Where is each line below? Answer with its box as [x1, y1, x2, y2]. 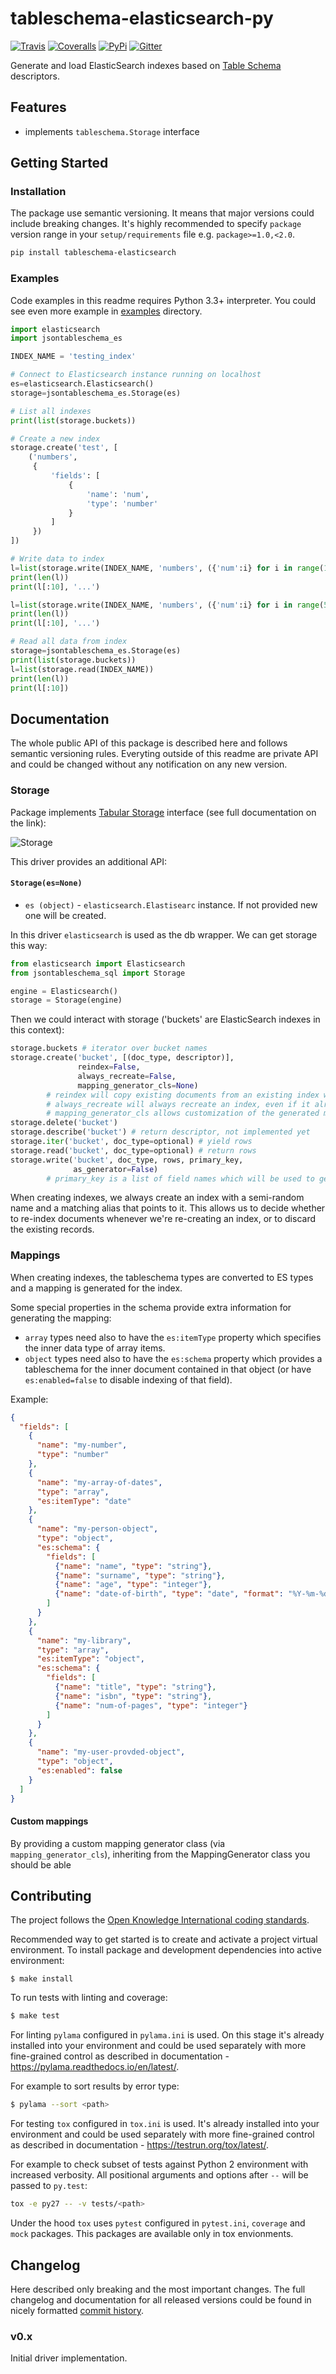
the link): [10, 817, 47, 829]
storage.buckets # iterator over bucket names [10, 1043, 208, 1054]
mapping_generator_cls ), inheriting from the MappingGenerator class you [10, 1848, 311, 1860]
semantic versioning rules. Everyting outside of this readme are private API [10, 748, 319, 760]
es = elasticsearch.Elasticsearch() [10, 379, 155, 389]
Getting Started [10, 155, 109, 172]
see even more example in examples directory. [10, 305, 203, 317]
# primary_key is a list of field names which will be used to [46, 1173, 315, 1184]
